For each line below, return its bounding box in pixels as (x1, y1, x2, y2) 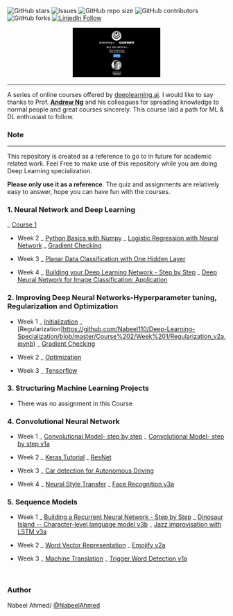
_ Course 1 (7, 220, 37, 229)
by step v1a (17, 440, 50, 448)
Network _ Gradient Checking (17, 241, 102, 249)
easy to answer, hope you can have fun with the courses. (7, 187, 171, 195)
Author (7, 586, 32, 595)
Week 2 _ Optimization (17, 353, 82, 361)
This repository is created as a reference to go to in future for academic (7, 152, 212, 160)
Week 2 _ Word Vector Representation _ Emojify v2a (17, 541, 166, 549)
